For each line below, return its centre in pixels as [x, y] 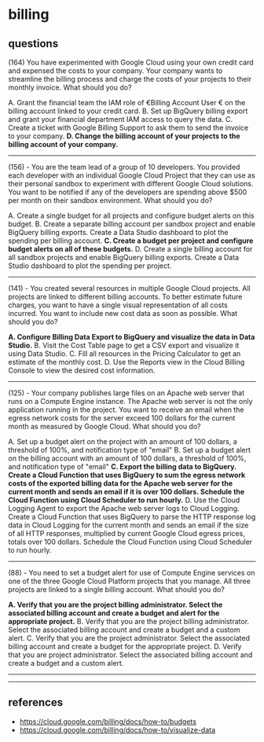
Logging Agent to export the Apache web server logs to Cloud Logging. [124, 508]
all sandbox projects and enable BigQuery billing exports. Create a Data [124, 257]
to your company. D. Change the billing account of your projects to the [125, 136]
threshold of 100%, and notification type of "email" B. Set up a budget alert [130, 450]
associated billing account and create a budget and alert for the [114, 613]
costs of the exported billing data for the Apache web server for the [121, 483]
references [36, 702]
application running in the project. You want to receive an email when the [126, 410]
